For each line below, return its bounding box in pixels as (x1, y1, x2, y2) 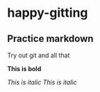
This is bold (7, 65, 42, 72)
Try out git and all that (7, 51, 70, 59)
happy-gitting (7, 5, 88, 21)
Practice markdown (7, 33, 94, 45)
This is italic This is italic (7, 78, 77, 86)
